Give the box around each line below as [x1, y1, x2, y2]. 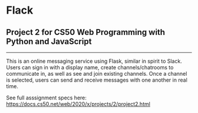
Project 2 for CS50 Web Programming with [6, 27, 166, 37]
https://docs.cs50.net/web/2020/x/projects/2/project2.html [6, 101, 150, 107]
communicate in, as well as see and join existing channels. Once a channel [6, 70, 187, 77]
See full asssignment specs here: [6, 94, 87, 101]
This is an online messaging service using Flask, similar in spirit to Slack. [6, 57, 183, 64]
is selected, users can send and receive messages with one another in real [6, 76, 187, 83]
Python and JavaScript [6, 36, 92, 46]
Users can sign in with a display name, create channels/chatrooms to [6, 64, 174, 71]
